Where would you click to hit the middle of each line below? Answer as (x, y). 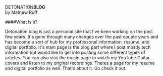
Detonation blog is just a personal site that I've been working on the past (79, 31)
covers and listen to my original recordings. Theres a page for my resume (80, 63)
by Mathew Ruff (21, 12)
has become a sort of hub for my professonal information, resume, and (77, 42)
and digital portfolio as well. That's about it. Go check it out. (66, 68)
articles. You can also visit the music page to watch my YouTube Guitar (78, 58)
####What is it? (21, 22)
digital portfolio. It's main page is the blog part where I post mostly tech (78, 47)
